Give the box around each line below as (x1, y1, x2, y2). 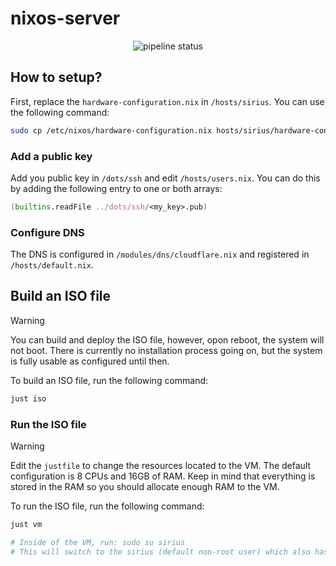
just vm (10, 520, 43, 530)
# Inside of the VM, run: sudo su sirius (10, 537, 186, 547)
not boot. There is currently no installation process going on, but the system (10, 344, 323, 356)
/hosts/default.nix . (10, 259, 94, 271)
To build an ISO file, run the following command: (10, 374, 209, 386)
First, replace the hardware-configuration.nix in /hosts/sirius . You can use (10, 95, 325, 107)
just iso (10, 393, 47, 404)
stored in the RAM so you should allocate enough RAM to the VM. (10, 481, 280, 493)
